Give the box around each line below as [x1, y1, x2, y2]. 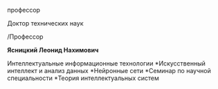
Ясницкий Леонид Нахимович [7, 46, 99, 54]
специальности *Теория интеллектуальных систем [7, 74, 159, 82]
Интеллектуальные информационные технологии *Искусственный [7, 59, 206, 68]
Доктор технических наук [7, 19, 84, 27]
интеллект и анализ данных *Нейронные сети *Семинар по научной [7, 67, 211, 75]
